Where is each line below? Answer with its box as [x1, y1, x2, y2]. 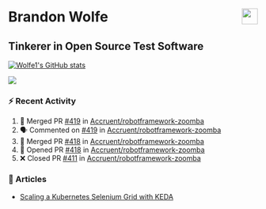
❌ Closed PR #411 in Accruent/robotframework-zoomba [19, 154, 202, 163]
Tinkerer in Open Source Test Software [8, 40, 204, 53]
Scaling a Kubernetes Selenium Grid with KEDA [19, 192, 174, 201]
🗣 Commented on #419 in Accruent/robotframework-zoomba [19, 125, 222, 135]
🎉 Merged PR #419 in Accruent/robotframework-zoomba [19, 116, 204, 126]
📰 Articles [8, 174, 47, 185]
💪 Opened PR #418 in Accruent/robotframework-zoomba [19, 145, 205, 154]
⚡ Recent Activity [8, 95, 77, 106]
